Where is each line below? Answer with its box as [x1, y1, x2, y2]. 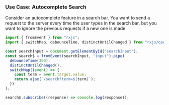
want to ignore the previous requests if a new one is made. [5, 25, 127, 31]
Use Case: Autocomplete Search [5, 3, 87, 10]
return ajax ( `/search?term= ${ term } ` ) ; [14, 76, 96, 82]
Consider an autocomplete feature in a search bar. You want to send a [5, 15, 150, 21]
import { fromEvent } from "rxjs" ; [5, 35, 80, 40]
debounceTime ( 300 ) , [10, 58, 51, 63]
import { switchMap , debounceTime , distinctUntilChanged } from [5, 40, 143, 45]
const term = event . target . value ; [14, 72, 87, 77]
